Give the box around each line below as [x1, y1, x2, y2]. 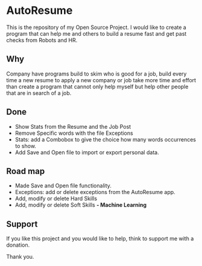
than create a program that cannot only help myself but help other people [6, 83, 189, 90]
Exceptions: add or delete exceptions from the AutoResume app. [14, 189, 176, 196]
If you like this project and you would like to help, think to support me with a [6, 235, 194, 242]
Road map [6, 166, 45, 176]
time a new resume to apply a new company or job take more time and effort [6, 76, 197, 83]
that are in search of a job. [6, 89, 72, 97]
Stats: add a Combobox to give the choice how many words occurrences [14, 135, 197, 143]
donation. [6, 241, 30, 248]
